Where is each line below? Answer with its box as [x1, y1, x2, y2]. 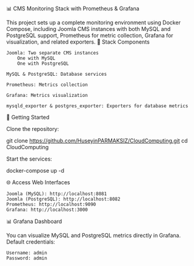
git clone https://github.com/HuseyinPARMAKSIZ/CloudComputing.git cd [6, 137, 188, 144]
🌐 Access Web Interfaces [6, 179, 70, 186]
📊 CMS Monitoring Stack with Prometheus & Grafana [6, 5, 139, 12]
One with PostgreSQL [17, 61, 69, 67]
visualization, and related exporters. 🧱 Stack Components [6, 38, 150, 45]
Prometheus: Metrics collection [6, 82, 88, 88]
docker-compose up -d [6, 167, 65, 174]
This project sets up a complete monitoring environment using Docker [6, 19, 181, 26]
